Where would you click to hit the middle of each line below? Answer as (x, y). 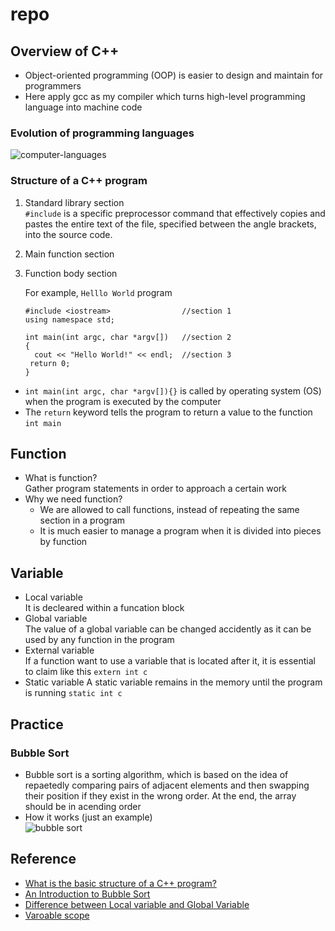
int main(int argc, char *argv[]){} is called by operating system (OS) (173, 390)
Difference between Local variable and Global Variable (137, 904)
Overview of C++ (65, 51)
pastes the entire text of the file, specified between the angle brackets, (170, 224)
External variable (59, 650)
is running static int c (73, 693)
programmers (53, 86)
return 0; (50, 363)
